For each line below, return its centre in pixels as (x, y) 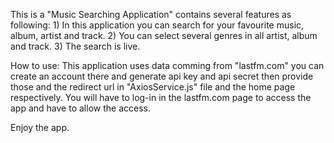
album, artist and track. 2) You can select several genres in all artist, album (164, 35)
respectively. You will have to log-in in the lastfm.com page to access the (161, 97)
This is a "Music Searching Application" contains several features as (151, 14)
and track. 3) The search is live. (75, 46)
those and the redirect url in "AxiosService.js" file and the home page (153, 87)
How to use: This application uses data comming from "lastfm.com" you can (167, 65)
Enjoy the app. (40, 127)
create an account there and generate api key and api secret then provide (162, 76)
